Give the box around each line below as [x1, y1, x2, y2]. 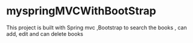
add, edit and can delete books [6, 30, 83, 37]
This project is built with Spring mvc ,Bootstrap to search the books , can [6, 24, 187, 31]
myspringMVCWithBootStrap [6, 4, 157, 18]
